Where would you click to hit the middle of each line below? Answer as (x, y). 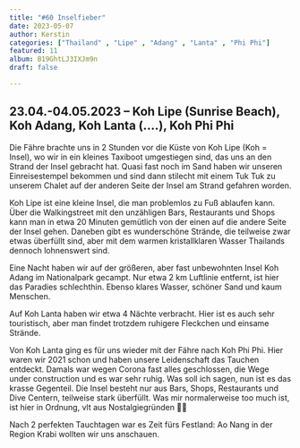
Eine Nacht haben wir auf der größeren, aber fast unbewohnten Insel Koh (144, 267)
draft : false (34, 68)
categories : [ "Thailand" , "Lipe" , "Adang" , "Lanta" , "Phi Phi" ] (140, 43)
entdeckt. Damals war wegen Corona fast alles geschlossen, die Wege (139, 369)
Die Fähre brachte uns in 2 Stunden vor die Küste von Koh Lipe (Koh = (138, 147)
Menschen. (30, 296)
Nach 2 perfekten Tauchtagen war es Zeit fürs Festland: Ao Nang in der (141, 424)
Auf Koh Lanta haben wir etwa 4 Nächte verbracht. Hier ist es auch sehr (142, 314)
